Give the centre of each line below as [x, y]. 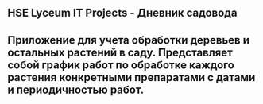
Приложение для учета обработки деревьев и [129, 40]
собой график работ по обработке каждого [121, 65]
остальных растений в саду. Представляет [120, 52]
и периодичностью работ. [76, 89]
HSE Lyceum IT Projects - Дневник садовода [122, 13]
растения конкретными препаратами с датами [131, 77]
